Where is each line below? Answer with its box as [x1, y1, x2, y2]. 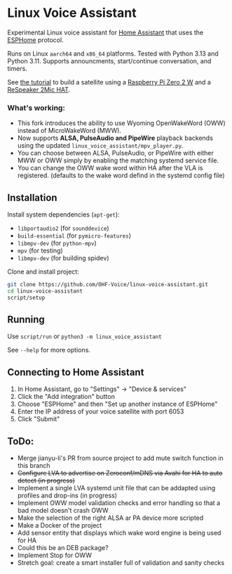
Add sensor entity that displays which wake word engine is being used [17, 529, 221, 537]
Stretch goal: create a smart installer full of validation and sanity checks [17, 559, 225, 567]
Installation [7, 191, 57, 203]
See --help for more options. [7, 346, 91, 355]
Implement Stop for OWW [17, 551, 93, 560]
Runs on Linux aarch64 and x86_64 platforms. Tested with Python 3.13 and [7, 49, 219, 58]
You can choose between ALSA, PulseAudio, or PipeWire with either [17, 149, 214, 158]
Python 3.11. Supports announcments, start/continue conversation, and [7, 56, 212, 65]
